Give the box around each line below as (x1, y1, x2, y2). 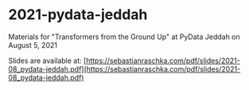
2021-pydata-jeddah (8, 6, 148, 24)
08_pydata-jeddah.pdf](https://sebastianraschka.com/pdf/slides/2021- (8, 64, 241, 73)
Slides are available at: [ (8, 56, 87, 65)
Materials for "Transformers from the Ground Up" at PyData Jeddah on (8, 32, 240, 41)
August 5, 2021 (8, 40, 58, 49)
